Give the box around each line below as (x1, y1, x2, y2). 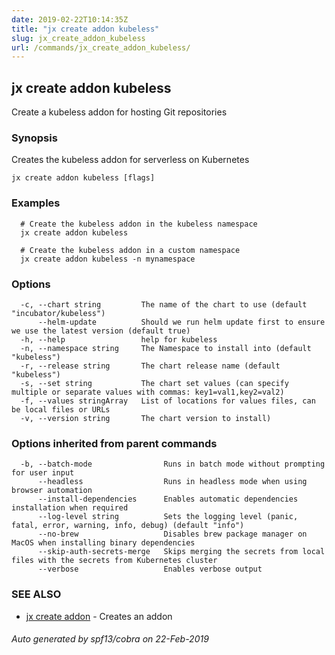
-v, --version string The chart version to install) (20, 413, 272, 423)
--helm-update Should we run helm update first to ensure (37, 317, 326, 327)
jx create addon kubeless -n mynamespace (20, 254, 196, 264)
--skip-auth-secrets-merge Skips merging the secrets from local (37, 547, 326, 557)
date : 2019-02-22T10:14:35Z (11, 14, 129, 25)
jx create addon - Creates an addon (25, 610, 173, 622)
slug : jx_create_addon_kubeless (11, 33, 146, 43)
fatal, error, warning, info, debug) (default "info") (11, 521, 245, 531)
